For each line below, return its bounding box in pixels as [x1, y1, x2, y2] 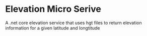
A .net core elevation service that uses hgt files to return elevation [5, 20, 142, 26]
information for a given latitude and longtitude [5, 25, 100, 31]
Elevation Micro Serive [5, 3, 102, 15]
